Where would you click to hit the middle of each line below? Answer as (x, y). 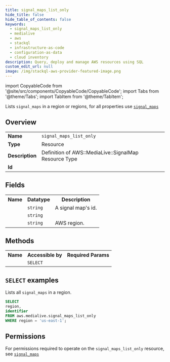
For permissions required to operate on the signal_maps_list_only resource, (85, 349)
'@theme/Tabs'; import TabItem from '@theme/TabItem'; (64, 96)
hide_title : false (25, 15)
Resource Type (59, 159)
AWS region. (70, 223)
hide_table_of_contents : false (38, 19)
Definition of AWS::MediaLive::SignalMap (90, 152)
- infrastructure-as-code (37, 48)
